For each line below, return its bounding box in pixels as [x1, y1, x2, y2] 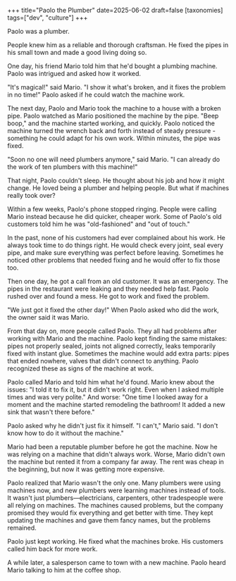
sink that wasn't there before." [7, 408, 95, 416]
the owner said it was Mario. [7, 313, 89, 321]
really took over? [7, 192, 56, 199]
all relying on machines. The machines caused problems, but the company [7, 501, 224, 509]
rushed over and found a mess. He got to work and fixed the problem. [7, 292, 210, 300]
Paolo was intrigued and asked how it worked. [7, 70, 142, 77]
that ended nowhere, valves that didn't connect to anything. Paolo [7, 357, 199, 365]
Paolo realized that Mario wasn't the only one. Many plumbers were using [7, 479, 221, 487]
